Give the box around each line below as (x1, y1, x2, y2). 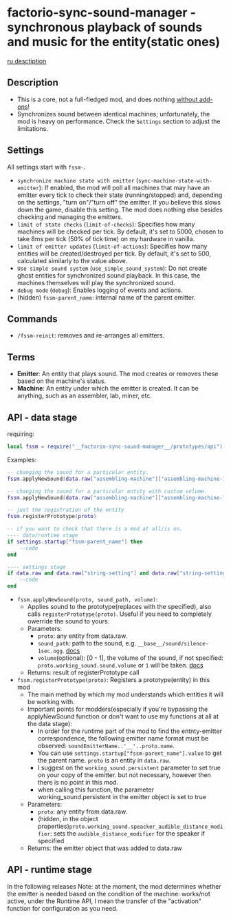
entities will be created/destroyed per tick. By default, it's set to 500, (16, 249, 211, 258)
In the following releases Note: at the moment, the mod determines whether (7, 882, 221, 890)
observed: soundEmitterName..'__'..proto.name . (37, 742, 175, 750)
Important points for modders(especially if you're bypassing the (27, 705, 208, 713)
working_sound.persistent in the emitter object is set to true (37, 793, 206, 801)
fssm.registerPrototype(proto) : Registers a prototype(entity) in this (16, 676, 210, 683)
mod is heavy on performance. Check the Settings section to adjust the (16, 117, 221, 125)
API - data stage (7, 411, 78, 423)
